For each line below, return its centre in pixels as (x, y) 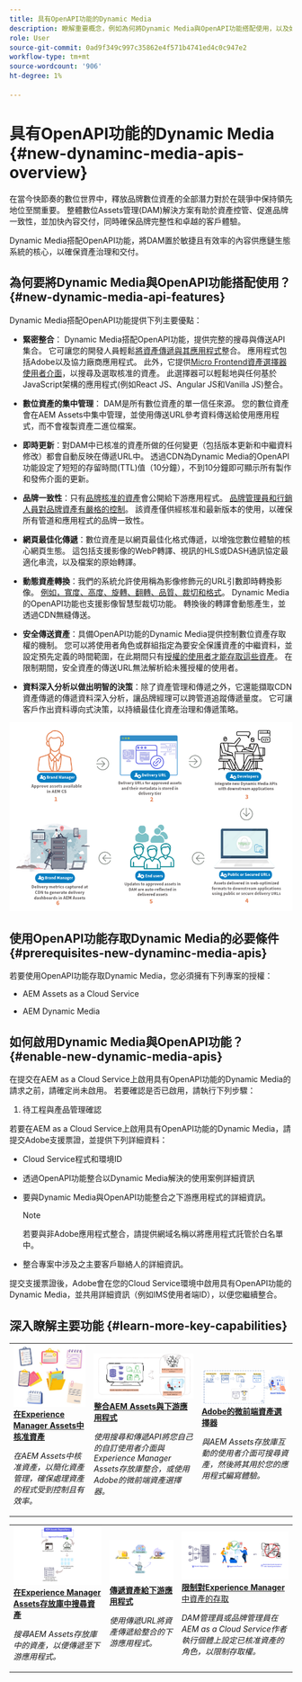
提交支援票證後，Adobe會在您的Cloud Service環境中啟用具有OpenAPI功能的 (151, 1284)
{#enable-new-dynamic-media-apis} (116, 1056)
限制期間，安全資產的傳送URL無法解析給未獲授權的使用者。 (133, 667)
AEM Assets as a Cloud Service (80, 994)
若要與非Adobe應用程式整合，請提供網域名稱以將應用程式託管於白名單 (153, 1234)
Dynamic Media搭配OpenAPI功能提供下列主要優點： (106, 320)
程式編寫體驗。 (237, 1475)
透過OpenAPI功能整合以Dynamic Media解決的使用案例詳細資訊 (138, 1178)
